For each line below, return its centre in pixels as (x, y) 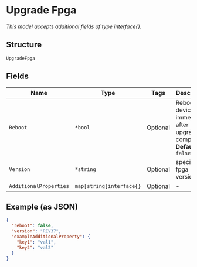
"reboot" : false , (33, 226)
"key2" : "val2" (35, 247)
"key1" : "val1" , (37, 242)
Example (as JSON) (42, 206)
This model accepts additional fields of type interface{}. (74, 26)
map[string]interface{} (108, 186)
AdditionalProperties (39, 186)
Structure (24, 45)
